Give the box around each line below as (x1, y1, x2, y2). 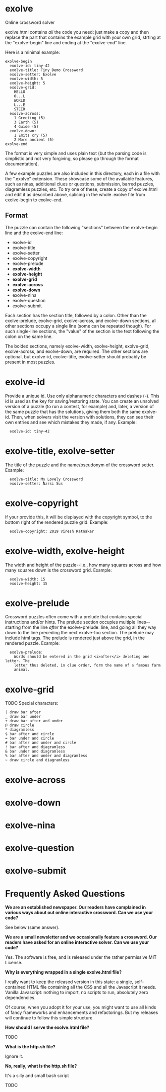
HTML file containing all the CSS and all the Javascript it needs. (26, 984, 157, 990)
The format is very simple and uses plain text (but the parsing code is (5, 150, 147, 156)
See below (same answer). (5, 924, 59, 930)
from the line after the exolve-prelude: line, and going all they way (22, 624, 157, 630)
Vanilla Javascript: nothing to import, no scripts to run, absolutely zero (5, 990, 149, 996)
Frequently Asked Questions (5, 888, 125, 899)
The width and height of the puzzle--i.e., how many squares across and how (5, 562, 162, 568)
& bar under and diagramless (5, 749, 65, 754)
